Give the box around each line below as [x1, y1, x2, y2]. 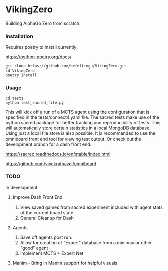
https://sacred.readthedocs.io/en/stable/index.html [5, 151, 111, 157]
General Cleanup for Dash [20, 215, 74, 221]
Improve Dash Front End [12, 194, 63, 200]
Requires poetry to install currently [5, 44, 77, 50]
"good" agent [20, 245, 48, 251]
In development [5, 184, 38, 190]
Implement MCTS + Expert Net [20, 250, 84, 256]
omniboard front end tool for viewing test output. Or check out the [5, 135, 142, 142]
